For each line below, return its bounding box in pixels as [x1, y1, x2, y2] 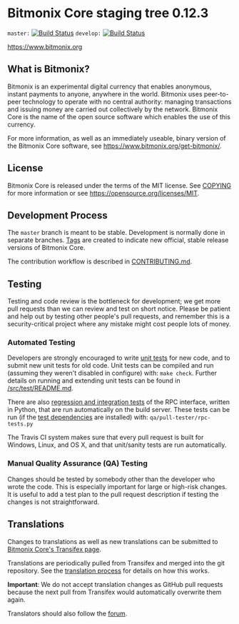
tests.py [7, 421, 34, 428]
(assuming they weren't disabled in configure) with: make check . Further [7, 369, 218, 378]
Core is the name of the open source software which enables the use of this [7, 112, 230, 121]
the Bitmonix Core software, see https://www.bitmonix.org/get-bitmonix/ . [7, 141, 223, 150]
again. [7, 595, 26, 604]
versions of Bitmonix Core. [7, 243, 86, 252]
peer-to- [203, 89, 230, 98]
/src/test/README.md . [7, 384, 73, 393]
